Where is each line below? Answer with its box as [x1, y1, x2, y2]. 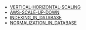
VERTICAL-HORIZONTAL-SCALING [9, 4, 81, 10]
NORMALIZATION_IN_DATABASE [9, 20, 77, 26]
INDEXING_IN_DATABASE [9, 15, 62, 20]
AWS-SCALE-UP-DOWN [9, 9, 60, 15]
